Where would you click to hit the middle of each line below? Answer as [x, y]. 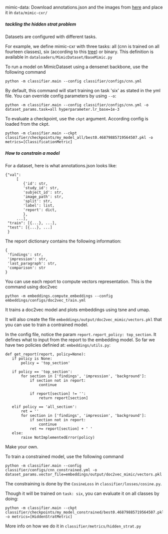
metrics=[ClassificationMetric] [39, 142]
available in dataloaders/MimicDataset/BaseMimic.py [59, 57]
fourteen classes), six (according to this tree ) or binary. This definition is [79, 52]
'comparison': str [26, 268]
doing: [12, 498]
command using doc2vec [31, 287]
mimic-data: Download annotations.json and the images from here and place [84, 7]
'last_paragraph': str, [32, 263]
